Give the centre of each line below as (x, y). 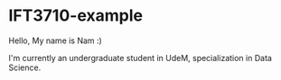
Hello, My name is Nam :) (56, 40)
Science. (25, 67)
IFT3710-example (76, 16)
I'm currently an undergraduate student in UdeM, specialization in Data (140, 58)
